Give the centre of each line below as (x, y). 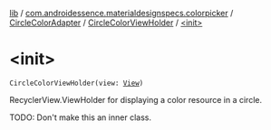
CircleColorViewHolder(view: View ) (77, 83)
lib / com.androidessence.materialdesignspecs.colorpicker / (121, 13)
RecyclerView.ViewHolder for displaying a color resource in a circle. (136, 99)
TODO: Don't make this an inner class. (81, 117)
